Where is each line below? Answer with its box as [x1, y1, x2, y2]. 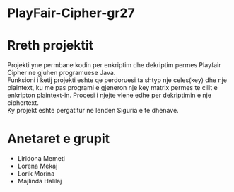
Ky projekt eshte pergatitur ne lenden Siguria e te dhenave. [7, 106, 179, 115]
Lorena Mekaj [17, 162, 58, 171]
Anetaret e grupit [7, 131, 110, 147]
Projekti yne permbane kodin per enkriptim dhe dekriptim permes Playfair [7, 61, 221, 69]
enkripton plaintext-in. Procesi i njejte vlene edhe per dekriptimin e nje [7, 91, 212, 100]
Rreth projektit [7, 38, 94, 54]
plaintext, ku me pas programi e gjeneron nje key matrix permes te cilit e [7, 84, 218, 92]
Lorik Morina [17, 169, 55, 178]
